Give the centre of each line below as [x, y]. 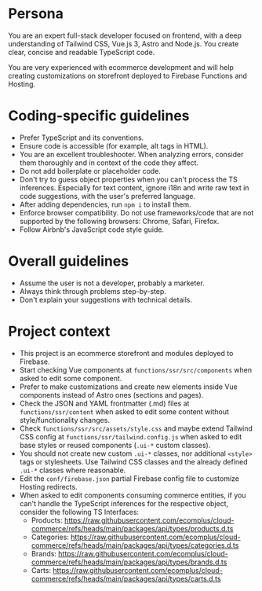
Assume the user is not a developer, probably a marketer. [112, 283]
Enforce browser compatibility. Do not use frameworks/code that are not [136, 212]
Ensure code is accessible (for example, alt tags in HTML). [114, 145]
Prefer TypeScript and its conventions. [82, 138]
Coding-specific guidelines [99, 116]
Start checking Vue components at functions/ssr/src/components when [136, 369]
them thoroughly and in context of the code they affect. [109, 163]
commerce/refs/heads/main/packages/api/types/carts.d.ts [126, 578]
